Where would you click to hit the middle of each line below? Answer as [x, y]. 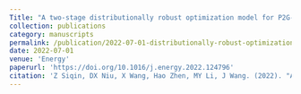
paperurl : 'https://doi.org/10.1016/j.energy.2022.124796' [122, 68]
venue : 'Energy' [39, 59]
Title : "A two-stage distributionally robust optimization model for [142, 17]
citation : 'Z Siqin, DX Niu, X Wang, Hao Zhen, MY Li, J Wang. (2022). [146, 76]
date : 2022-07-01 [42, 51]
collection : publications [57, 26]
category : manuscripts [52, 34]
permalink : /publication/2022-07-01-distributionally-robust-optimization [152, 43]
